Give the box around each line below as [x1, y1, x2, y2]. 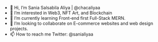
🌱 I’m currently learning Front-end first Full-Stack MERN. [9, 15, 126, 21]
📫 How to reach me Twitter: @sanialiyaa [9, 31, 93, 37]
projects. [9, 26, 28, 32]
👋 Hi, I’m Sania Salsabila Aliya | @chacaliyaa [9, 5, 100, 10]
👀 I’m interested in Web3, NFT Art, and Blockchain [9, 10, 113, 16]
